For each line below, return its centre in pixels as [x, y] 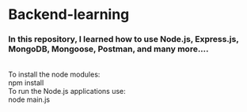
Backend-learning [69, 15]
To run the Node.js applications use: [67, 91]
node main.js [29, 99]
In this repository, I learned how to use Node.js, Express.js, [123, 39]
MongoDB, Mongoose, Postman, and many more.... [108, 49]
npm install [26, 83]
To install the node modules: [54, 75]
